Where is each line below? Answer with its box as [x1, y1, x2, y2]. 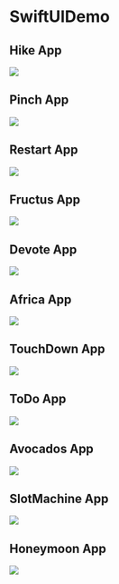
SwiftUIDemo [9, 6, 110, 27]
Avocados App [9, 441, 95, 457]
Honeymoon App [9, 540, 106, 556]
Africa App [9, 292, 72, 307]
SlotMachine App [9, 490, 109, 506]
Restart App [9, 143, 78, 158]
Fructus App [9, 193, 81, 208]
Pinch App [9, 93, 69, 108]
